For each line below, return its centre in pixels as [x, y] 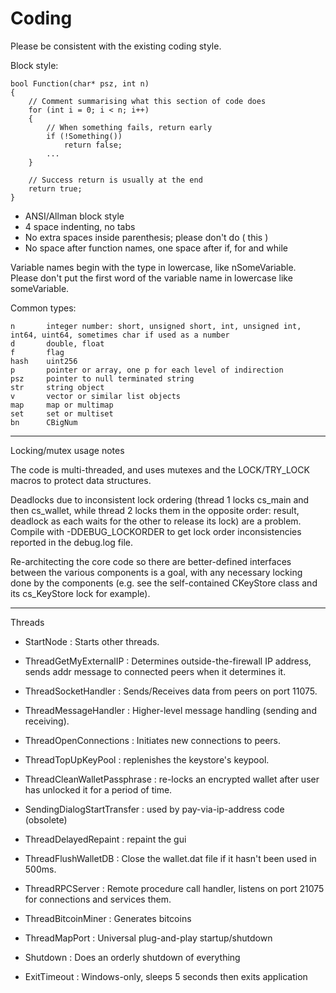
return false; [93, 145]
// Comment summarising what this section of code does [147, 101]
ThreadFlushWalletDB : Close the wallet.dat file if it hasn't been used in [170, 858]
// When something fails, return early [129, 127]
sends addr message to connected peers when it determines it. [155, 671]
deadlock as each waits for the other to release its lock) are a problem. [156, 521]
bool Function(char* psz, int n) [80, 83]
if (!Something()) [84, 136]
